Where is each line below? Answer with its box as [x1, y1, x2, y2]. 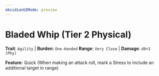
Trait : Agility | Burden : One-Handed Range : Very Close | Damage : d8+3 [5, 45, 150, 51]
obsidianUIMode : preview [5, 7, 57, 12]
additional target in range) [5, 64, 59, 70]
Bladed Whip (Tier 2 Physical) [5, 28, 132, 40]
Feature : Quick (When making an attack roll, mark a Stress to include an [5, 59, 154, 65]
